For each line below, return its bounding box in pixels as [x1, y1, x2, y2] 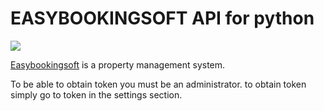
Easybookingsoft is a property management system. [10, 58, 226, 71]
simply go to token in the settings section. [10, 88, 183, 101]
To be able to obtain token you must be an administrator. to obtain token [10, 78, 307, 90]
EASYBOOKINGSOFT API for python [10, 7, 315, 30]
